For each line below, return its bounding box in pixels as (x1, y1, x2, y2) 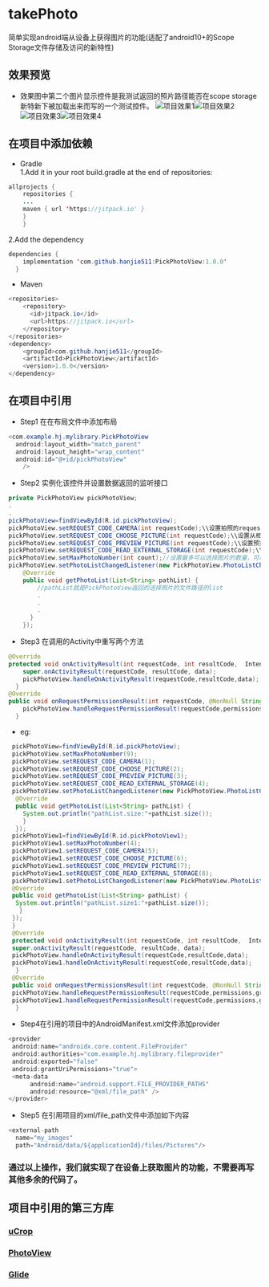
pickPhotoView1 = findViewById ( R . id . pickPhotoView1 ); (11, 832, 188, 840)
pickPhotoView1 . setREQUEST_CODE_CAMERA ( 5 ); (11, 847, 159, 855)
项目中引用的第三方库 (8, 1201, 114, 1215)
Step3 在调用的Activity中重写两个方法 (19, 637, 144, 646)
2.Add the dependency (8, 234, 84, 244)
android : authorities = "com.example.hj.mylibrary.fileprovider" (11, 1050, 224, 1058)
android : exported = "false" (11, 1057, 98, 1065)
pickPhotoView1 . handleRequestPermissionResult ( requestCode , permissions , (11, 996, 260, 1004)
